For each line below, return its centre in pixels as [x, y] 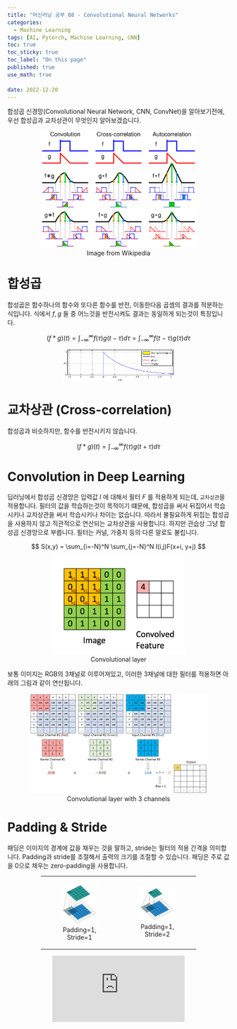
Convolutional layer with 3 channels [119, 798]
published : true [31, 67]
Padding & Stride [57, 828]
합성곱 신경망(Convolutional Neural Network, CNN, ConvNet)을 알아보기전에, [116, 112]
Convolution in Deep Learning [96, 476]
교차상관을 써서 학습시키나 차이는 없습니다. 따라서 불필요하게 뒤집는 [118, 515]
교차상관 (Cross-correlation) [90, 410]
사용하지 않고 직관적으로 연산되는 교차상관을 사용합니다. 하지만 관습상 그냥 [116, 523]
